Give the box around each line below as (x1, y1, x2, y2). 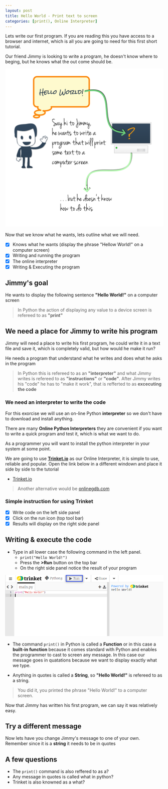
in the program (5, 361, 36, 367)
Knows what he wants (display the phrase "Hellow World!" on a (12, 241, 143, 248)
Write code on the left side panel (12, 509, 80, 515)
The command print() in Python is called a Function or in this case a (12, 641, 156, 647)
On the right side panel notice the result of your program (20, 565, 137, 571)
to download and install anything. (5, 415, 74, 421)
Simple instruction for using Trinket (5, 498, 94, 505)
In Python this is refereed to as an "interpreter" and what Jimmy (17, 370, 151, 376)
